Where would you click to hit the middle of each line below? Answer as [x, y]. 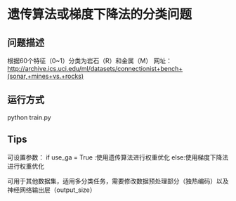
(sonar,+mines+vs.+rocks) [46, 76]
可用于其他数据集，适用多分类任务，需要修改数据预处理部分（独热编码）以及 [118, 181]
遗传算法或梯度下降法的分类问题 [100, 14]
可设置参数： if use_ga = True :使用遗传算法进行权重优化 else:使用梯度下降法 [118, 157]
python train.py [29, 117]
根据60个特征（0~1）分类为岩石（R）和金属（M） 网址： [90, 61]
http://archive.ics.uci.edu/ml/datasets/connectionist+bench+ [95, 69]
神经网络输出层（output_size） [52, 190]
